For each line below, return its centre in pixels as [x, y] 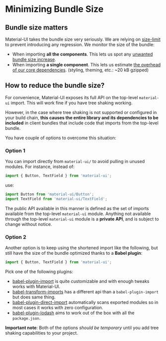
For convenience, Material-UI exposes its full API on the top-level [72, 97]
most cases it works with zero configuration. [57, 307]
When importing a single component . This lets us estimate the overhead [86, 65]
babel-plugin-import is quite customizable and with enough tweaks [81, 281]
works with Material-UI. [36, 286]
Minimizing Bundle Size [55, 9]
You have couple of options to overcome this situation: [61, 138]
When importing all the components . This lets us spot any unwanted [83, 54]
